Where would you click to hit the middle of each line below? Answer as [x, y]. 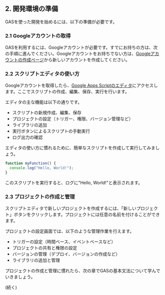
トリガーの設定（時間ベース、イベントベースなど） [64, 242]
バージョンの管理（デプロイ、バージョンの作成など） [66, 254]
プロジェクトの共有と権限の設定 [45, 248]
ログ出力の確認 [27, 137]
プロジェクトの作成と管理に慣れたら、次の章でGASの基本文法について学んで [83, 271]
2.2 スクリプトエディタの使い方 [42, 74]
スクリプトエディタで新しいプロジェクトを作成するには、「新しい [71, 209]
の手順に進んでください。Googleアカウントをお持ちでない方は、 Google [78, 54]
